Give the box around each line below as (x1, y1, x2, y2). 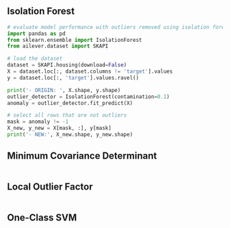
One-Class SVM (7, 212, 77, 223)
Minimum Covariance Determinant (7, 150, 157, 162)
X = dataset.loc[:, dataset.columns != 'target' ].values (7, 68, 173, 75)
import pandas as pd (7, 30, 66, 37)
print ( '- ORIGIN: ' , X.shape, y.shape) (7, 87, 121, 93)
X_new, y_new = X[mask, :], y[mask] (7, 125, 112, 132)
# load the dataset (7, 55, 63, 62)
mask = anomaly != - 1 (7, 118, 69, 126)
